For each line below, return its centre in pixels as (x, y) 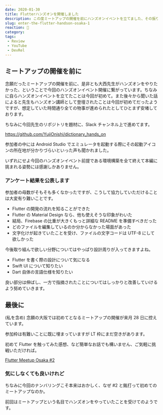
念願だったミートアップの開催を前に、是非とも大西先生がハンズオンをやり (79, 84)
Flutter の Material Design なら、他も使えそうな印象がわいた (72, 215)
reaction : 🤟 (17, 28)
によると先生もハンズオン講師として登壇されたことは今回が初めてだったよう (81, 102)
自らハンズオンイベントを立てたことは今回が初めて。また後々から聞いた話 (83, 96)
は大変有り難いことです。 (30, 198)
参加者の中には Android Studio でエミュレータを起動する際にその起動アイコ (81, 144)
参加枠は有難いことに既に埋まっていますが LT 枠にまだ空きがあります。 (76, 334)
